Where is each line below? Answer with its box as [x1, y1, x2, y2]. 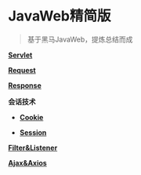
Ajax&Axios [8, 158, 47, 167]
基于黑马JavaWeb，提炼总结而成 [27, 35, 133, 44]
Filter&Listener [8, 143, 58, 152]
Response [8, 80, 42, 90]
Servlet [8, 50, 33, 60]
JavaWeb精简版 [8, 7, 111, 25]
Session [19, 127, 47, 137]
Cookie [19, 112, 44, 122]
